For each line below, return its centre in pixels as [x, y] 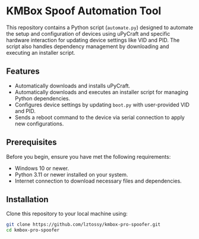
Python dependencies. [42, 98]
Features [23, 72]
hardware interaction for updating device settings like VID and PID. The [93, 40]
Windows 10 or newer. [42, 168]
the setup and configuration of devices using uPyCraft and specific [88, 33]
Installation [27, 199]
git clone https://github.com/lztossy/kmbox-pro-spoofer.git [83, 225]
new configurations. [39, 124]
